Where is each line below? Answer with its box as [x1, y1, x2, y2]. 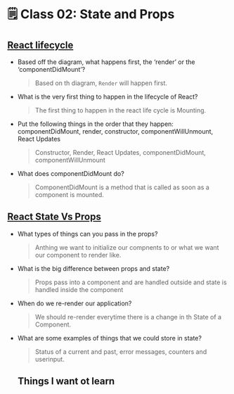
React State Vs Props [7, 211, 102, 223]
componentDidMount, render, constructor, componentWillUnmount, [17, 127, 214, 135]
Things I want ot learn [17, 375, 115, 388]
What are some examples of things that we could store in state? [17, 333, 202, 342]
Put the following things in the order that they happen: [17, 120, 174, 128]
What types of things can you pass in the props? [17, 229, 158, 238]
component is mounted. [34, 191, 104, 198]
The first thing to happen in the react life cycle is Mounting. [34, 106, 207, 114]
